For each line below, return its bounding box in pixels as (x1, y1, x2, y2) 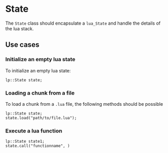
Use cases (5, 41, 40, 49)
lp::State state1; (5, 139, 45, 144)
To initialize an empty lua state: (5, 67, 71, 73)
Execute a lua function (5, 127, 63, 134)
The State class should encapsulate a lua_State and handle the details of (5, 20, 161, 26)
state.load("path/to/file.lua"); (5, 115, 77, 121)
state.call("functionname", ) (5, 143, 70, 149)
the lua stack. (5, 25, 34, 31)
